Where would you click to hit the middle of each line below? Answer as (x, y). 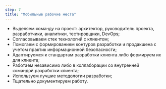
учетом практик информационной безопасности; (64, 49)
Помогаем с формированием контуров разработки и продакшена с (84, 44)
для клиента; (26, 60)
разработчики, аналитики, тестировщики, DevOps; (66, 34)
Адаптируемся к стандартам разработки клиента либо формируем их (87, 54)
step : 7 (13, 10)
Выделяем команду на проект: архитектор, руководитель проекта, (83, 28)
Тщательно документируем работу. (50, 81)
